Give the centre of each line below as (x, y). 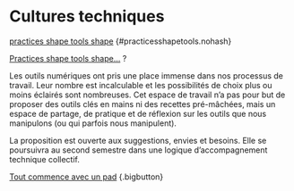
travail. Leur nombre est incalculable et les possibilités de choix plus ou (141, 85)
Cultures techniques (87, 17)
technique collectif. (45, 159)
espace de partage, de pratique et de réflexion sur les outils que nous (138, 113)
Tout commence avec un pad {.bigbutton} (86, 177)
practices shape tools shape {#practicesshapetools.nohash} (121, 41)
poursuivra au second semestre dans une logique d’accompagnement (138, 150)
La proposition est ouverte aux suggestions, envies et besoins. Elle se (138, 140)
